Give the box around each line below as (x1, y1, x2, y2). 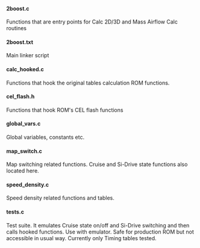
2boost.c (6, 5, 30, 12)
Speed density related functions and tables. (6, 194, 114, 202)
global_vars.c (6, 120, 41, 127)
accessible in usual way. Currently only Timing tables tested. (6, 234, 157, 241)
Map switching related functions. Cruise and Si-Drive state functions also (6, 161, 188, 168)
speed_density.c (6, 181, 49, 188)
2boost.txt (6, 38, 34, 45)
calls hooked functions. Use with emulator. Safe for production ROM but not (6, 228, 195, 235)
